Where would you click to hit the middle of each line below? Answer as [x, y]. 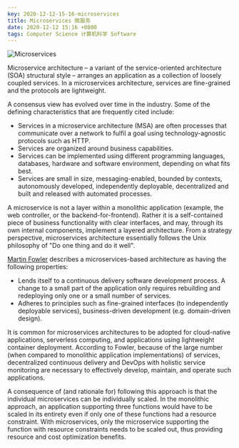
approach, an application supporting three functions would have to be [110, 407]
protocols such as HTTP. [54, 141]
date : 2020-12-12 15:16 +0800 [52, 27]
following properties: [38, 267]
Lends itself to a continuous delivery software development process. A [122, 281]
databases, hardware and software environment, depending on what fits [124, 164]
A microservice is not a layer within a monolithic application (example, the [116, 208]
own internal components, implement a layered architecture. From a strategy [120, 230]
